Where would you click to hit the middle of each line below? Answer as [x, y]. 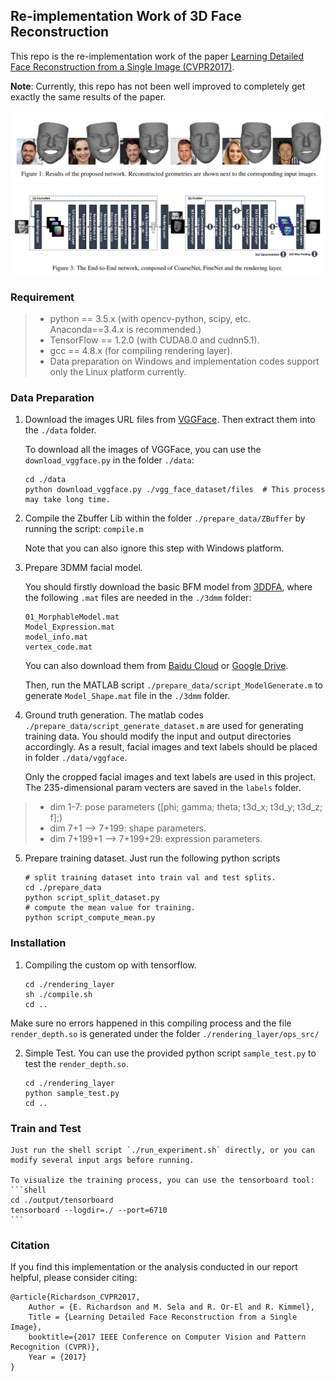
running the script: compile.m [84, 529]
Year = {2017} [57, 1357]
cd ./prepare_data [63, 888]
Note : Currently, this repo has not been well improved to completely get [158, 86]
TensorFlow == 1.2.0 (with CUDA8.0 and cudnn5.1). [154, 340]
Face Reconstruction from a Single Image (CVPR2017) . [122, 66]
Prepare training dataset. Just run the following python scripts [152, 858]
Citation [30, 1245]
